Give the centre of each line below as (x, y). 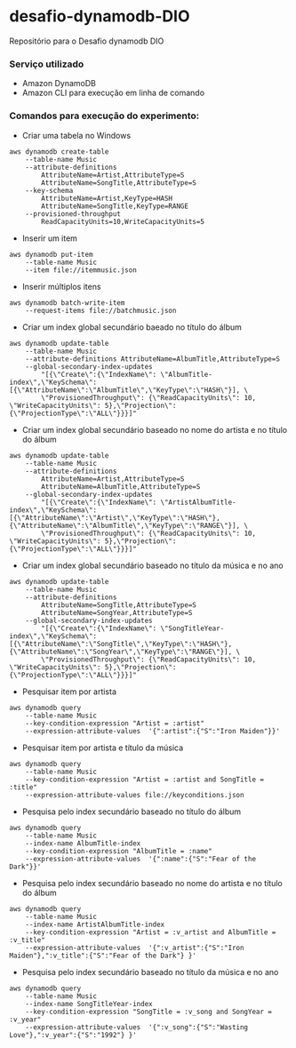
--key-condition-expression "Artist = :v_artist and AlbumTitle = (151, 932)
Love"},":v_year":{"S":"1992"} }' (73, 1035)
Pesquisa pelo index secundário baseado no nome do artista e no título (152, 883)
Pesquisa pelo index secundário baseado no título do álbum (132, 812)
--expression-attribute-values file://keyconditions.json (135, 795)
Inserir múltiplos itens (61, 286)
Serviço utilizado (47, 64)
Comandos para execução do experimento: (104, 116)
